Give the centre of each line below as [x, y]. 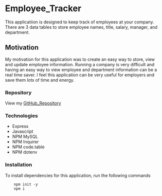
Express [20, 126]
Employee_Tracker [43, 9]
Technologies [21, 116]
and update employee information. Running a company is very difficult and [80, 64]
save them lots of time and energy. [40, 80]
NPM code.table [28, 147]
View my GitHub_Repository [33, 103]
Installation [19, 165]
